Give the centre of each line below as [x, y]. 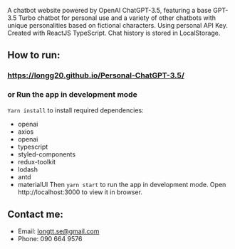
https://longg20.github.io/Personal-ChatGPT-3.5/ [96, 75]
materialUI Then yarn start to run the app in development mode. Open [122, 184]
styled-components [47, 154]
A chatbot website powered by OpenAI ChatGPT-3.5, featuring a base [110, 10]
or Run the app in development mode [72, 95]
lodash [27, 169]
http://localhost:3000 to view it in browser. [80, 192]
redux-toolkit [36, 161]
